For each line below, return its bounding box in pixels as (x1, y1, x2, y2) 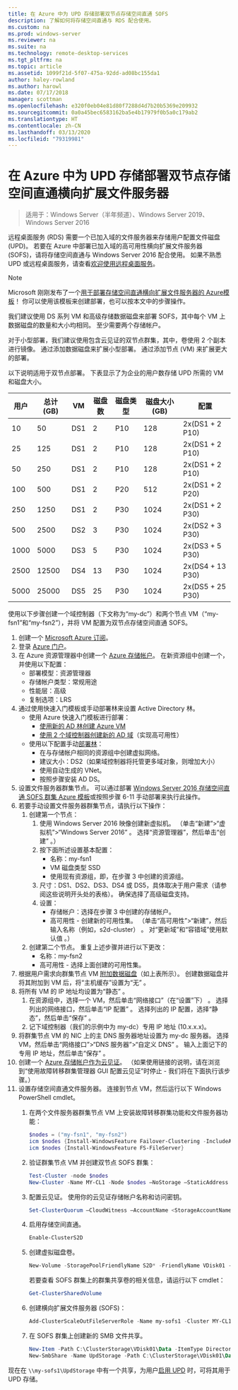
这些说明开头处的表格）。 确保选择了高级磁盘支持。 (45, 890, 194, 898)
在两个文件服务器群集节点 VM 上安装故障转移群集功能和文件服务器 (28, 1108, 222, 1117)
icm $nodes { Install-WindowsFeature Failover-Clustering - (28, 1138, 207, 1145)
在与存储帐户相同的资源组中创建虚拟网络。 (39, 748, 164, 757)
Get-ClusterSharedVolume (28, 1290, 102, 1297)
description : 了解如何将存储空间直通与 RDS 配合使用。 (8, 17, 155, 24)
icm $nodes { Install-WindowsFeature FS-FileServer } (28, 1144, 184, 1152)
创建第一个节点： (28, 811, 79, 819)
